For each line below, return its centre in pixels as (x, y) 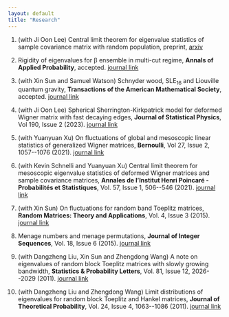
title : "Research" (34, 20)
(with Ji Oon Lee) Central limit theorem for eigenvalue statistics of (111, 39)
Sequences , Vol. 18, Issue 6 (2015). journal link (84, 244)
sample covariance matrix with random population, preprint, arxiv (110, 47)
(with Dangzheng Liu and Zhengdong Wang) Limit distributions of (110, 292)
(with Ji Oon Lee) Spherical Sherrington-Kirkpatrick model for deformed (120, 110)
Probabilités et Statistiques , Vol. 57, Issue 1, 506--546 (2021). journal (117, 188)
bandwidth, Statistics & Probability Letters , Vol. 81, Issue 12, (104, 271)
